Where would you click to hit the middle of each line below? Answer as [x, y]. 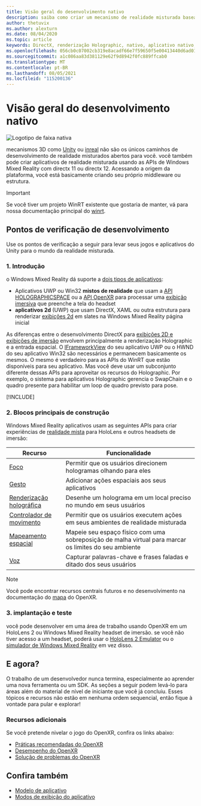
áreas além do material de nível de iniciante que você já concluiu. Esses [95, 691]
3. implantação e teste [39, 613]
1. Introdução [25, 266]
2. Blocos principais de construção [58, 413]
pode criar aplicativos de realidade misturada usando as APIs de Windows [98, 162]
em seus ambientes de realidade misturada [126, 523]
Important [18, 193]
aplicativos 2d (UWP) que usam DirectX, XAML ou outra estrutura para [102, 310]
